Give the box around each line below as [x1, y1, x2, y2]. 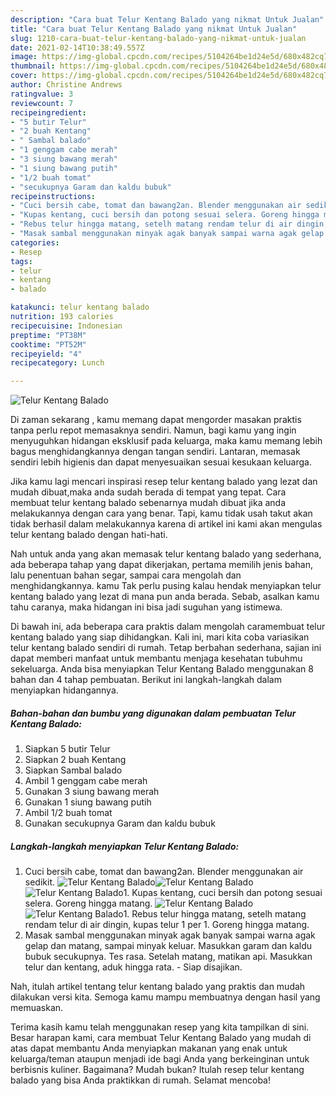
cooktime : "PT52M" [10, 339, 87, 350]
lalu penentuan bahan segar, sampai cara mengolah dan [10, 569, 242, 581]
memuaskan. [10, 1002, 64, 1014]
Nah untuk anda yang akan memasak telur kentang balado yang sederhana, [10, 548, 322, 560]
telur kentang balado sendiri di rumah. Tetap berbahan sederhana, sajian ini [10, 642, 322, 654]
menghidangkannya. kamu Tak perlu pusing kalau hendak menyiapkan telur [10, 580, 322, 592]
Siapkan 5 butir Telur [24, 743, 111, 755]
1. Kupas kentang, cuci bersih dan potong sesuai [123, 887, 323, 899]
